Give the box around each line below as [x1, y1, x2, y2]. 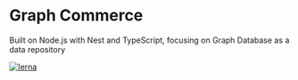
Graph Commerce [9, 5, 144, 26]
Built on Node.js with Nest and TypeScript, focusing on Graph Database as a [9, 35, 290, 45]
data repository [9, 44, 66, 54]
